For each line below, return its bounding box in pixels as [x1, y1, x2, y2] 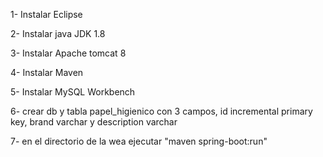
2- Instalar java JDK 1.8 [10, 28, 106, 39]
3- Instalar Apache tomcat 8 [10, 47, 127, 59]
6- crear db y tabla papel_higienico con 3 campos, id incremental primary [10, 105, 313, 117]
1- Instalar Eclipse [10, 9, 83, 20]
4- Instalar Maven [10, 67, 84, 78]
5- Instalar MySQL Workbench [10, 86, 136, 98]
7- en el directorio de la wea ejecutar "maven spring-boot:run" [10, 135, 268, 147]
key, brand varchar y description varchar [10, 116, 178, 128]
